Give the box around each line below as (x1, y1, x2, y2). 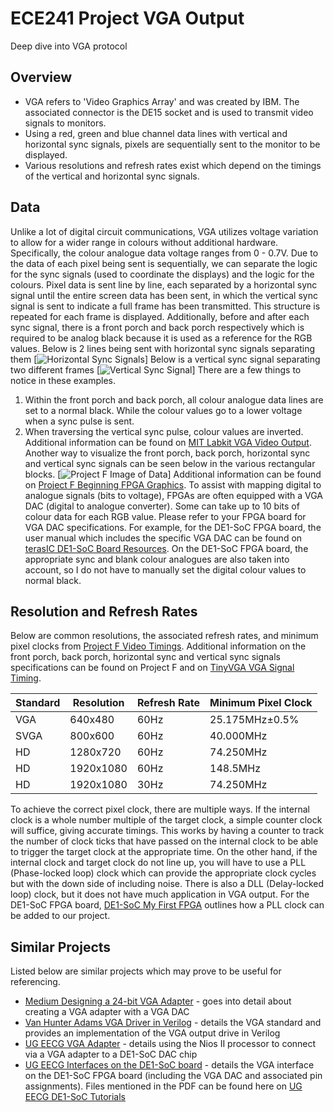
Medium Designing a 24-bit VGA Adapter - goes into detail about (24, 995, 292, 1007)
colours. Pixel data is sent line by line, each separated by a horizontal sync (10, 278, 318, 291)
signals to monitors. (24, 117, 107, 129)
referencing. (10, 976, 61, 988)
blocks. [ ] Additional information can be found (24, 468, 322, 480)
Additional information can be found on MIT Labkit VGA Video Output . (24, 436, 312, 448)
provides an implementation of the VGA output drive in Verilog (24, 1027, 281, 1039)
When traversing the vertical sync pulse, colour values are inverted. (24, 425, 304, 437)
